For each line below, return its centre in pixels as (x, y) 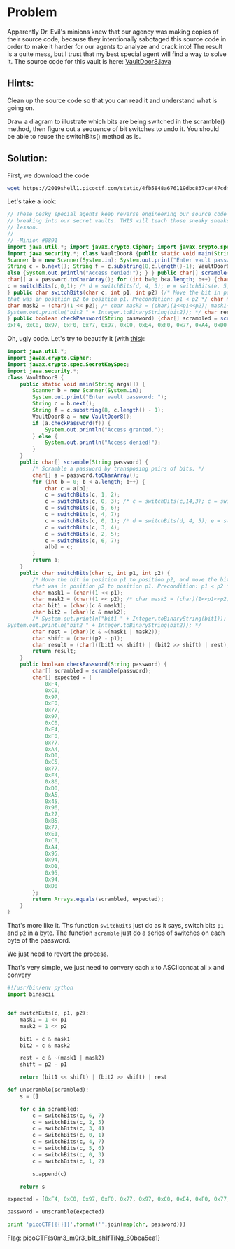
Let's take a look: (32, 201)
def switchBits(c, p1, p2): (48, 1013)
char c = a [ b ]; (67, 488)
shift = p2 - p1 (44, 1065)
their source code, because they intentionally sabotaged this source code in (117, 39)
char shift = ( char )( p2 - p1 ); (78, 638)
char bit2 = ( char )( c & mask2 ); (80, 612)
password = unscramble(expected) (56, 1212)
